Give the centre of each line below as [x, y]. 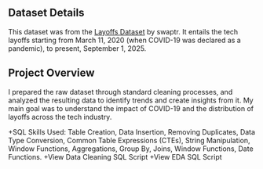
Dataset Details [46, 13]
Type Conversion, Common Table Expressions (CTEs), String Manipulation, [129, 140]
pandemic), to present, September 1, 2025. [77, 48]
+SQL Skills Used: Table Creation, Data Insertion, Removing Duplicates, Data [132, 131]
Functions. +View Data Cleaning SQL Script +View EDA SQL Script [115, 156]
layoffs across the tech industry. [60, 117]
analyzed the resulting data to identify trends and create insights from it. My [131, 100]
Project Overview [51, 73]
